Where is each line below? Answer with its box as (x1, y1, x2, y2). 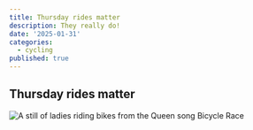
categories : (9, 37, 53, 47)
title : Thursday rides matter (9, 12, 121, 22)
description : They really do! (9, 21, 121, 30)
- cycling (17, 46, 53, 55)
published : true (9, 54, 69, 63)
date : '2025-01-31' (9, 29, 81, 38)
